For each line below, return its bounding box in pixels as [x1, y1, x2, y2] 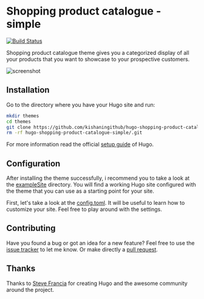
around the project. [6, 286, 55, 293]
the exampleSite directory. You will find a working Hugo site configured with [6, 181, 196, 188]
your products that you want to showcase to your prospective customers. [6, 55, 190, 63]
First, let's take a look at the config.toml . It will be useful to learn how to [6, 199, 185, 207]
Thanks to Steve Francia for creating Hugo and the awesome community [6, 280, 188, 287]
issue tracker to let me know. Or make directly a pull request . [6, 246, 158, 253]
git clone [6, 124, 32, 130]
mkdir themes [6, 112, 39, 119]
